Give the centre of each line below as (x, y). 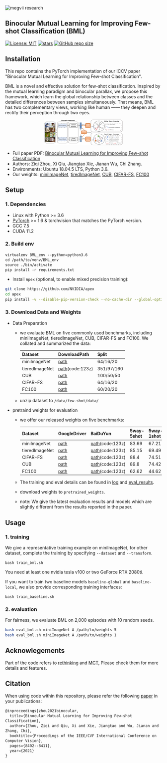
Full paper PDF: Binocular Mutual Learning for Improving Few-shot (80, 153)
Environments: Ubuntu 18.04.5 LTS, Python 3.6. (60, 169)
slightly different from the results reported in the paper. (76, 507)
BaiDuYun (101, 433)
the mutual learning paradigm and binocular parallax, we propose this (76, 91)
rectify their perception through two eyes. (48, 112)
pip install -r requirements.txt (40, 270)
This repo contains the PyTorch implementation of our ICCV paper (73, 71)
